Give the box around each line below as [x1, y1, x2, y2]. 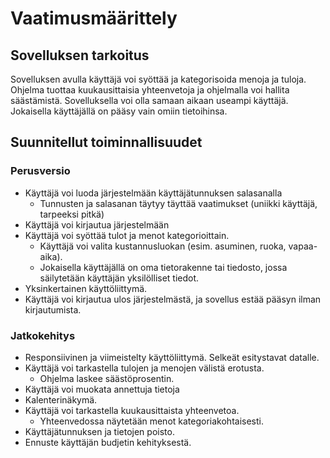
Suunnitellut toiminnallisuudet [10, 134, 203, 151]
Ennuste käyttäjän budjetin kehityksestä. [24, 436, 192, 448]
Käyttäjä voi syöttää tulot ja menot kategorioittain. [24, 229, 230, 241]
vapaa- [288, 240, 318, 252]
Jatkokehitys [10, 328, 76, 342]
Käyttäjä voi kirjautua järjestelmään [24, 218, 170, 231]
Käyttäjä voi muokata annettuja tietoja [24, 383, 180, 395]
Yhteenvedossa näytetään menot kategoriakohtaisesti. [39, 415, 264, 427]
